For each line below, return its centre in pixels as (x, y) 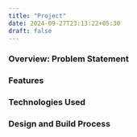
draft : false (30, 31)
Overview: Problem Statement (68, 59)
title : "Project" (37, 16)
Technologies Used (47, 102)
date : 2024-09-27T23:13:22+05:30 (64, 23)
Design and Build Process (60, 124)
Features (26, 81)
